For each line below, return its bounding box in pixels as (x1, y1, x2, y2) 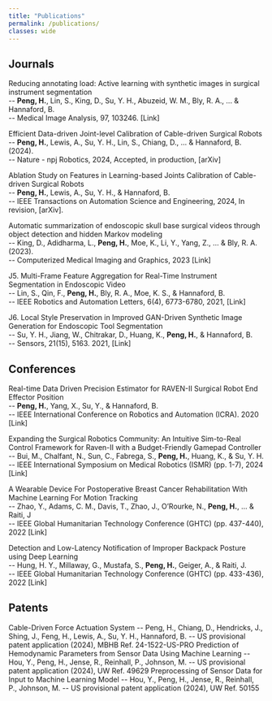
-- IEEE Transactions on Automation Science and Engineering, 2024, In (8, 197, 245, 206)
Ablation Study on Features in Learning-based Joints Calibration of (8, 171, 232, 180)
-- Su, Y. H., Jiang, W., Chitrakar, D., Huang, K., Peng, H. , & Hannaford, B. (8, 330, 253, 340)
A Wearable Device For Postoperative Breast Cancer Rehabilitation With (8, 484, 248, 494)
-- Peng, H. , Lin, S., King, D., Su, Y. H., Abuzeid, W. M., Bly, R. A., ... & (8, 96, 240, 106)
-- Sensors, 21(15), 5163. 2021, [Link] (8, 339, 132, 348)
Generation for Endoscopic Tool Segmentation (8, 322, 164, 331)
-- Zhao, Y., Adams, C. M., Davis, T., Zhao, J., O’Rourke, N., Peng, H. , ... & (8, 501, 254, 511)
